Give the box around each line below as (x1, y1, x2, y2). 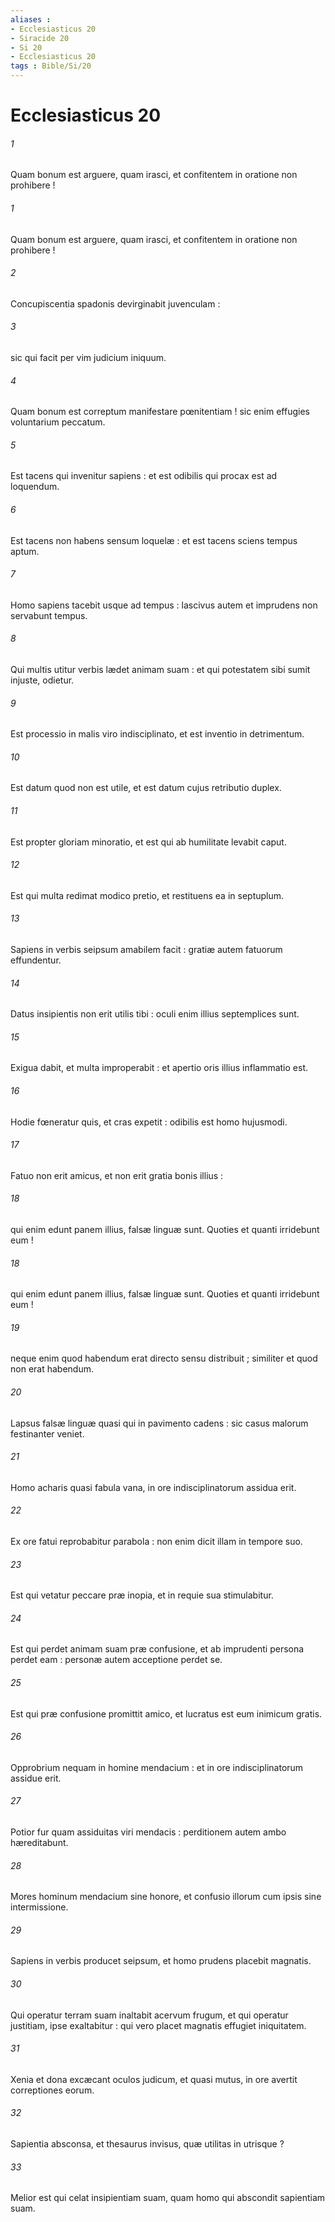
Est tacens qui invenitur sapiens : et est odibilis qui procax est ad (10, 470, 278, 482)
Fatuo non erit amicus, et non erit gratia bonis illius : (10, 1169, 224, 1181)
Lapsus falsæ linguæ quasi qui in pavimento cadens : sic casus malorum (10, 1417, 309, 1429)
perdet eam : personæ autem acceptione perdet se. (10, 1654, 223, 1666)
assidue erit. (10, 1772, 62, 1784)
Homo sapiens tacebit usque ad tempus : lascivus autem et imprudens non (10, 599, 318, 611)
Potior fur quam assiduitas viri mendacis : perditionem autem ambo (10, 1826, 287, 1838)
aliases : (10, 14, 52, 25)
